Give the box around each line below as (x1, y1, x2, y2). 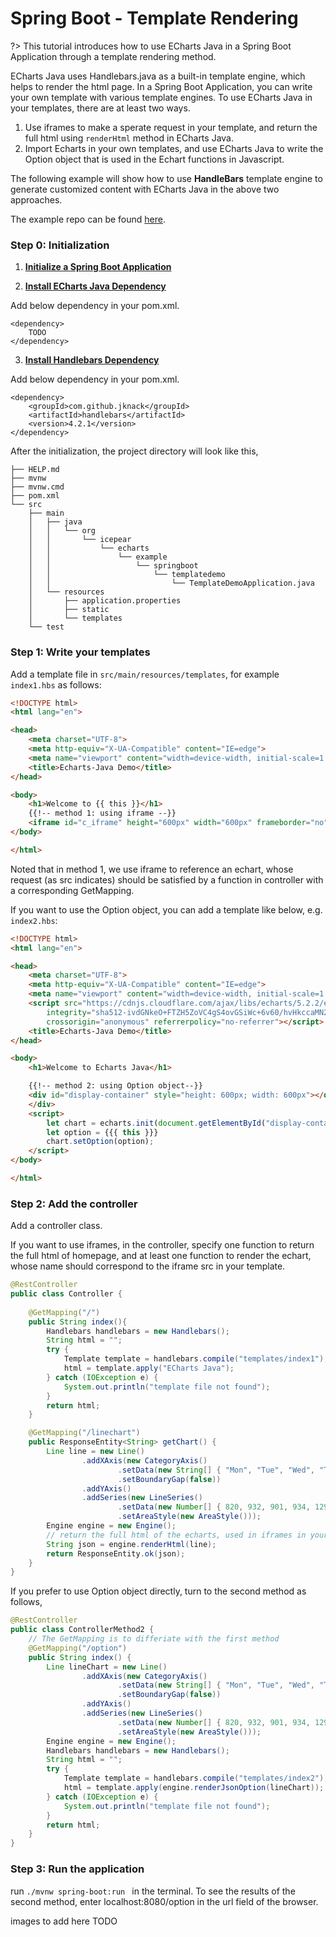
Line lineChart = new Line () (46, 1662, 168, 1672)
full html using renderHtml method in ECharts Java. (24, 132, 234, 144)
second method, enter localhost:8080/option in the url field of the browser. (10, 1895, 319, 1907)
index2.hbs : (10, 914, 58, 926)
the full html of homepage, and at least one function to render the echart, (10, 1250, 312, 1262)
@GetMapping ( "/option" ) (28, 1643, 128, 1653)
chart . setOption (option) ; (46, 1137, 155, 1147)
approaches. (10, 193, 63, 206)
